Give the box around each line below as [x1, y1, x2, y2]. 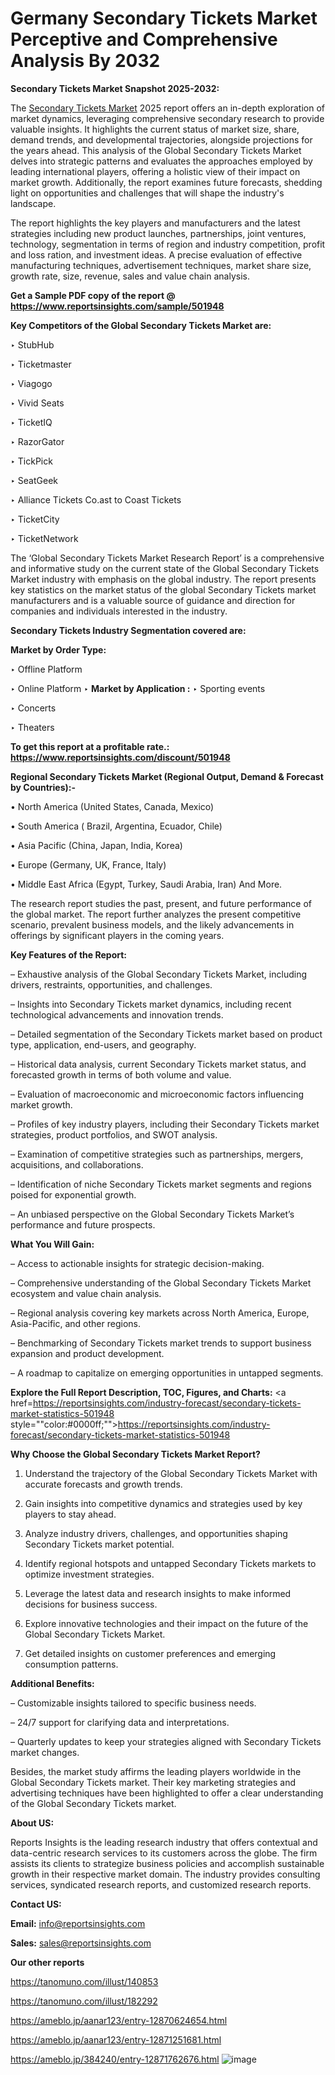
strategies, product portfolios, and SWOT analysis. [10, 1128, 218, 1141]
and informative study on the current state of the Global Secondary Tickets [10, 562, 320, 574]
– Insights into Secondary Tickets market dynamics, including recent [10, 998, 292, 1010]
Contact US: [10, 1898, 62, 1910]
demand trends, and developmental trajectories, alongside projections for [10, 133, 313, 146]
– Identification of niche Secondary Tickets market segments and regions [10, 1178, 312, 1190]
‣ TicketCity [10, 513, 60, 525]
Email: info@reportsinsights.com [10, 1917, 146, 1929]
